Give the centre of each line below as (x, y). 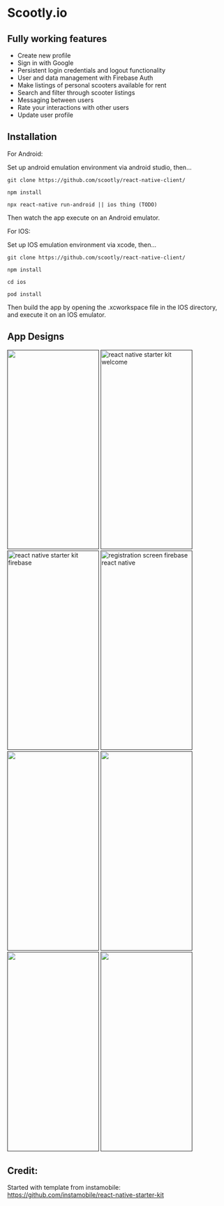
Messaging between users (55, 100)
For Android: (25, 154)
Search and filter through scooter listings (76, 93)
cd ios (17, 282)
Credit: (23, 1171)
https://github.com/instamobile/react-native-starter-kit (85, 1195)
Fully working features (57, 39)
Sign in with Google (45, 63)
